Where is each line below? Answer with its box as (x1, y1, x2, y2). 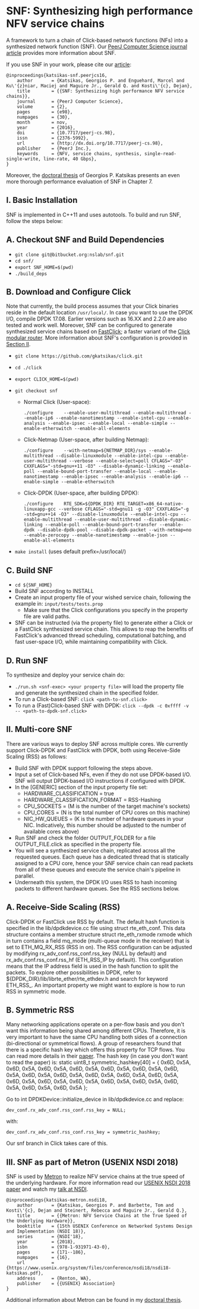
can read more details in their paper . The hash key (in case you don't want (6, 1052, 188, 1060)
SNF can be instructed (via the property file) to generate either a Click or (14, 619, 193, 626)
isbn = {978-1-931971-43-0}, (17, 1244, 110, 1251)
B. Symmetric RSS (6, 1005, 75, 1015)
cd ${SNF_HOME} (14, 582, 53, 588)
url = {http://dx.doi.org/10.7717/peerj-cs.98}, (17, 140, 163, 146)
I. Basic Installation (6, 195, 78, 205)
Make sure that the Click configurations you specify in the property (23, 607, 188, 614)
